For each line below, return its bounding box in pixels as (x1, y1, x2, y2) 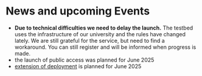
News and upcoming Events (5, 4, 150, 18)
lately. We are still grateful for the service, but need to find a (14, 37, 165, 44)
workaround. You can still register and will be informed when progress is (14, 43, 197, 51)
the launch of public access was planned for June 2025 (14, 56, 155, 63)
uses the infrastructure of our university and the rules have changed (14, 30, 186, 37)
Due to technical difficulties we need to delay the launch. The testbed (14, 24, 193, 31)
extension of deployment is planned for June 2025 (14, 62, 142, 70)
